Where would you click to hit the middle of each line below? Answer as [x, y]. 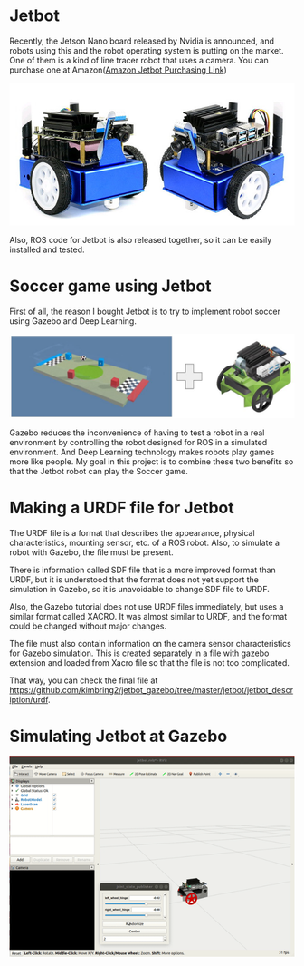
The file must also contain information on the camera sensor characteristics [150, 643]
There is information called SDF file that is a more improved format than [142, 570]
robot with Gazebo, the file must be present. [91, 552]
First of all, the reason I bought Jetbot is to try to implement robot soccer [145, 312]
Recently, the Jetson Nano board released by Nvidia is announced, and [142, 41]
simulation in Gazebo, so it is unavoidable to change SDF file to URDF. [139, 589]
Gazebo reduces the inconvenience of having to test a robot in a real [137, 433]
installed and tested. [47, 249]
